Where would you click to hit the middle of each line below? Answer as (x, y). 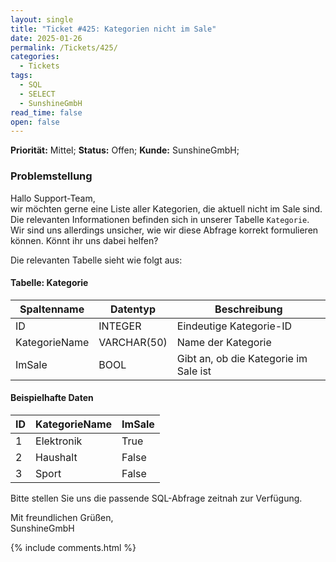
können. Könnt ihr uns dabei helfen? (84, 240)
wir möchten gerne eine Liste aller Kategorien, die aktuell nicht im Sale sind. (166, 208)
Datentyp (133, 309)
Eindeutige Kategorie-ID (234, 326)
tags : (21, 76)
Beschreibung (248, 309)
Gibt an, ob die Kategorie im (242, 358)
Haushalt (56, 457)
